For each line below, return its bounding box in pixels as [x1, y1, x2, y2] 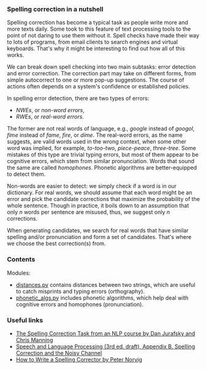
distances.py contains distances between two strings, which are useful [15, 281, 196, 288]
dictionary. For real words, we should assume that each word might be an [7, 189, 193, 196]
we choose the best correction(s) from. [7, 240, 106, 247]
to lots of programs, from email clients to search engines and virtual [7, 39, 178, 46]
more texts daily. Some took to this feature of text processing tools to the [7, 25, 191, 32]
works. [7, 51, 25, 59]
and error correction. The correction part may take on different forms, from [7, 70, 197, 77]
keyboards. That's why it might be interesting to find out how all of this [7, 45, 185, 52]
